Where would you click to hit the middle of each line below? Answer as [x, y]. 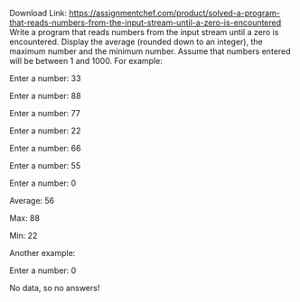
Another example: [42, 253]
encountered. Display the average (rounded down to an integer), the [136, 41]
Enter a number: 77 [45, 113]
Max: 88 [25, 218]
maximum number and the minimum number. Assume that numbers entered [150, 51]
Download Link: [38, 13]
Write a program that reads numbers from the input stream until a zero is [144, 32]
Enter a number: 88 [45, 96]
